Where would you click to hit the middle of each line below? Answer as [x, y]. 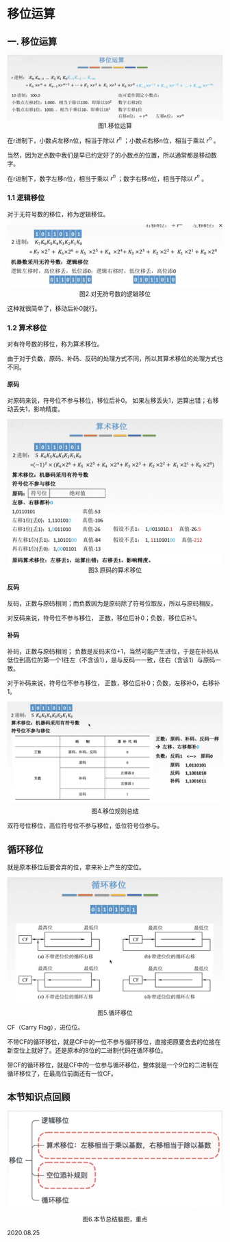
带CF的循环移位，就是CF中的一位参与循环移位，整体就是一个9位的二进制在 [113, 1065]
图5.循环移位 [115, 1013]
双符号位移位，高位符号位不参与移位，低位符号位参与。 [85, 825]
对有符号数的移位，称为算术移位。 [55, 344]
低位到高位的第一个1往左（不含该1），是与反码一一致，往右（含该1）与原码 [111, 660]
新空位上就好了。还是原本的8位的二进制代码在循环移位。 [87, 1050]
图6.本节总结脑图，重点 [115, 1219]
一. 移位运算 [32, 41]
